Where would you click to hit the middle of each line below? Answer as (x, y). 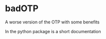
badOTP (22, 9)
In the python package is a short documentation (53, 31)
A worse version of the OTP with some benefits (52, 22)
